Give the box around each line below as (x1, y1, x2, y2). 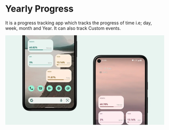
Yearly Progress (5, 3, 74, 15)
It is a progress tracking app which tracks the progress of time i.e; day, (5, 20, 152, 26)
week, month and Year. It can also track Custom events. (5, 25, 121, 31)
